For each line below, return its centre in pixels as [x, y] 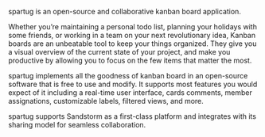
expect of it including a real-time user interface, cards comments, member [130, 93]
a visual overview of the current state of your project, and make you [119, 52]
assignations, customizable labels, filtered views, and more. [106, 101]
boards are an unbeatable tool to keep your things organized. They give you [132, 44]
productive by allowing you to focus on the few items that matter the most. [130, 60]
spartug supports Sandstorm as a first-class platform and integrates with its [132, 116]
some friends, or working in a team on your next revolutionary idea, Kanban [132, 35]
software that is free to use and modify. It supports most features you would [133, 84]
